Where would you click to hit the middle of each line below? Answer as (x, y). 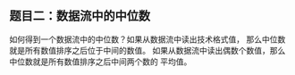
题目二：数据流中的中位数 (80, 16)
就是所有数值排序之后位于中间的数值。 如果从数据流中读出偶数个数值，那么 (147, 50)
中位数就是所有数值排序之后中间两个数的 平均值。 (101, 62)
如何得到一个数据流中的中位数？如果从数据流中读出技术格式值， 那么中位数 (147, 39)
